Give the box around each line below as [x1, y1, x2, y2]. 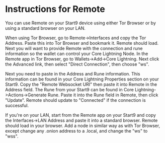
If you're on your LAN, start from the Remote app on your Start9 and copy [5, 112, 156, 118]
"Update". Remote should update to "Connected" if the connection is [5, 97, 146, 103]
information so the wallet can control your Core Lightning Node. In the [5, 51, 148, 57]
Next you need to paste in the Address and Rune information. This [5, 71, 141, 76]
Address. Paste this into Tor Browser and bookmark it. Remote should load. [5, 40, 159, 46]
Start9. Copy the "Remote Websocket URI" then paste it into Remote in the [5, 81, 158, 87]
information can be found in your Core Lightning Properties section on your [5, 76, 159, 82]
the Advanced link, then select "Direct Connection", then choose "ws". [5, 61, 150, 67]
